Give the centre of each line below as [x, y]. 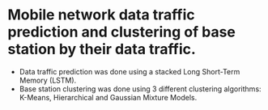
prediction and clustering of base [121, 32]
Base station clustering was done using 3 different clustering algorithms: [140, 89]
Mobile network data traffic [101, 15]
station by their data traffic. [102, 49]
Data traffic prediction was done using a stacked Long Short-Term [130, 71]
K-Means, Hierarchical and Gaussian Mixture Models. [108, 97]
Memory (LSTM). [48, 80]
